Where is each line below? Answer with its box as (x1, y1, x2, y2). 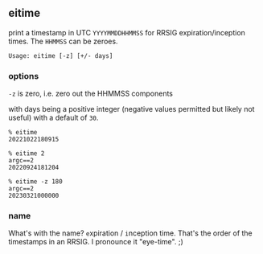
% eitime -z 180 (8, 178, 63, 186)
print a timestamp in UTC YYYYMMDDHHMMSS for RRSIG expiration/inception (8, 27, 245, 37)
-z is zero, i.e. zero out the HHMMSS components (8, 88, 174, 99)
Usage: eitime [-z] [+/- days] (8, 51, 113, 59)
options (8, 70, 39, 81)
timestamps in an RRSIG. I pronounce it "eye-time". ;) (8, 237, 183, 247)
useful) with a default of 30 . (8, 113, 99, 123)
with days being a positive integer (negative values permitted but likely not (8, 104, 255, 114)
